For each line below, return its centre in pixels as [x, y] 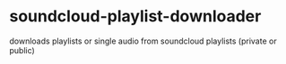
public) [22, 50]
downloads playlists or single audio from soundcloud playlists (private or [143, 41]
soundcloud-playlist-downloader [135, 16]
